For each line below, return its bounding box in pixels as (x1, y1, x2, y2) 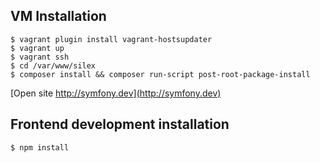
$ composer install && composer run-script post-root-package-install (10, 69, 311, 79)
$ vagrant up (10, 43, 65, 53)
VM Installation (10, 8, 107, 25)
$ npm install (10, 142, 70, 153)
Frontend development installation (10, 116, 230, 133)
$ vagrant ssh (10, 52, 70, 62)
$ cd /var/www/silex (10, 60, 97, 71)
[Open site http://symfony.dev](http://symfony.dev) (10, 87, 222, 99)
